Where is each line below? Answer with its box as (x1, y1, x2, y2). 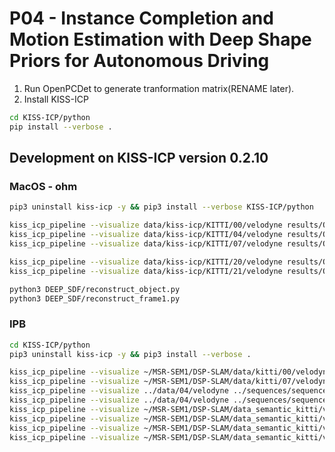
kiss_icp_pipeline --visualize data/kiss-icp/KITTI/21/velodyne (9, 266, 283, 276)
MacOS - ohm (9, 180, 78, 193)
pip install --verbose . (9, 122, 113, 132)
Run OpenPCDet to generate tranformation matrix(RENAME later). (23, 82, 295, 94)
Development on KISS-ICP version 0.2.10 (9, 150, 269, 167)
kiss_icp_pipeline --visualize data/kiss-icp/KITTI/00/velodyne (9, 220, 283, 231)
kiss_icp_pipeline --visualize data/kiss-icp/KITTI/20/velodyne (9, 257, 283, 267)
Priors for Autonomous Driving (9, 50, 270, 72)
